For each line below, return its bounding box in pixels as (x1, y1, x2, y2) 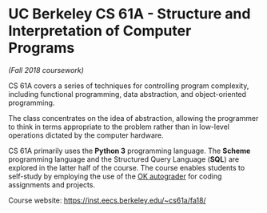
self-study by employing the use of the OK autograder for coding (8, 171, 222, 181)
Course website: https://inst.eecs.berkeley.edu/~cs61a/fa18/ (8, 195, 206, 205)
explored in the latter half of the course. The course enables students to (8, 163, 245, 172)
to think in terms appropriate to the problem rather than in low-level (8, 122, 230, 131)
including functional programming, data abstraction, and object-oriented (8, 89, 246, 98)
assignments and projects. (8, 179, 96, 189)
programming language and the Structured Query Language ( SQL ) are (8, 154, 240, 164)
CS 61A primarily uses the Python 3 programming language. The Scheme (8, 146, 251, 155)
